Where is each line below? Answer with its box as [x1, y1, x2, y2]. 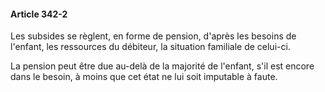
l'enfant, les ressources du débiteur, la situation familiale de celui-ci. [10, 41, 291, 53]
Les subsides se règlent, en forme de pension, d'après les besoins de [10, 30, 297, 42]
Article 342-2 [10, 8, 68, 20]
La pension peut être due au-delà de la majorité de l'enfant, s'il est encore [10, 60, 315, 72]
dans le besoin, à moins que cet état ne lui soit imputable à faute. [10, 71, 278, 83]
